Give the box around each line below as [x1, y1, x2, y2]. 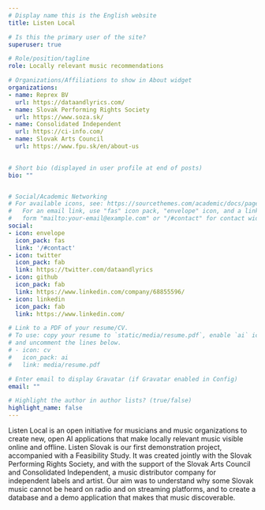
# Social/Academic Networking [8, 193, 108, 201]
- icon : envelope [8, 229, 65, 237]
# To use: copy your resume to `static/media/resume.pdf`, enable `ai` [8, 332, 248, 339]
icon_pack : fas [15, 236, 65, 245]
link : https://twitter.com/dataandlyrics [15, 266, 154, 274]
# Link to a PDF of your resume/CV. [8, 324, 129, 332]
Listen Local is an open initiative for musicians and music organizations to [8, 426, 248, 435]
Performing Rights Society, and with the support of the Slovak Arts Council [8, 459, 251, 468]
